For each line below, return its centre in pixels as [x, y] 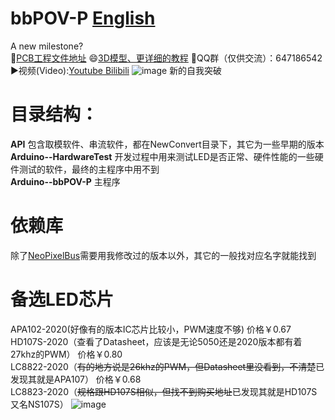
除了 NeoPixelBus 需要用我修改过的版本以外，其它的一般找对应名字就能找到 [163, 255]
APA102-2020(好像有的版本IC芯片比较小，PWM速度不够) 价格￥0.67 [151, 329]
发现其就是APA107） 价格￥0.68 [76, 379]
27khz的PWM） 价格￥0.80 [66, 354]
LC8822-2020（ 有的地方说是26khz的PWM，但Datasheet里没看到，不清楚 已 [167, 366]
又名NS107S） [39, 404]
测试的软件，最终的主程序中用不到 [89, 169]
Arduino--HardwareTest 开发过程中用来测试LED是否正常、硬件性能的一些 [162, 156]
